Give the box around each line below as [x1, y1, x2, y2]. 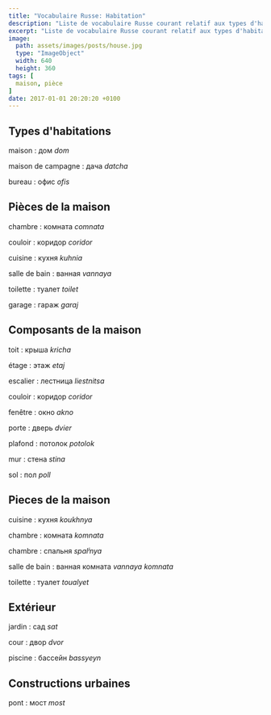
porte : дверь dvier [8, 423, 73, 433]
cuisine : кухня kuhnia [8, 253, 83, 262]
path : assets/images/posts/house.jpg [15, 42, 143, 50]
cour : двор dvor [8, 638, 65, 647]
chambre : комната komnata [8, 530, 104, 540]
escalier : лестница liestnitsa [8, 376, 105, 386]
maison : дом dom [8, 146, 70, 156]
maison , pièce [15, 79, 63, 87]
